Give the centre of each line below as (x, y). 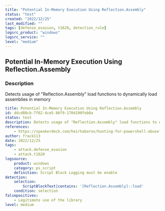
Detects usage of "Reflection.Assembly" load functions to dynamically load (81, 94)
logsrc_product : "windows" (33, 33)
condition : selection (36, 191)
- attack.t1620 (29, 154)
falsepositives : (22, 196)
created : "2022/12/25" (28, 19)
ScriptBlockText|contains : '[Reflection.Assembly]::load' (83, 186)
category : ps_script (35, 168)
